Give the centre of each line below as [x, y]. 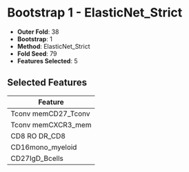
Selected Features [47, 83]
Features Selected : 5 [47, 61]
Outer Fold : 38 [38, 32]
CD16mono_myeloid [44, 147]
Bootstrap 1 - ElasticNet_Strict [95, 13]
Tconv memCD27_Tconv [51, 114]
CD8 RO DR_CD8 [38, 136]
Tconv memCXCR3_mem [51, 125]
